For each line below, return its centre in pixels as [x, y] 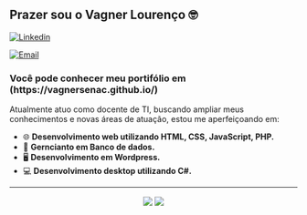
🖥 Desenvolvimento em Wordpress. [91, 158]
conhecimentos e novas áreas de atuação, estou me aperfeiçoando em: [145, 119]
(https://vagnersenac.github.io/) [84, 89]
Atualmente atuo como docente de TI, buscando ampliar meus [127, 109]
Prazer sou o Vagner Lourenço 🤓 [104, 15]
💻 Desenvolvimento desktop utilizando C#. [107, 171]
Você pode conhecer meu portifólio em [98, 78]
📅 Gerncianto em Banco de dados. [89, 147]
